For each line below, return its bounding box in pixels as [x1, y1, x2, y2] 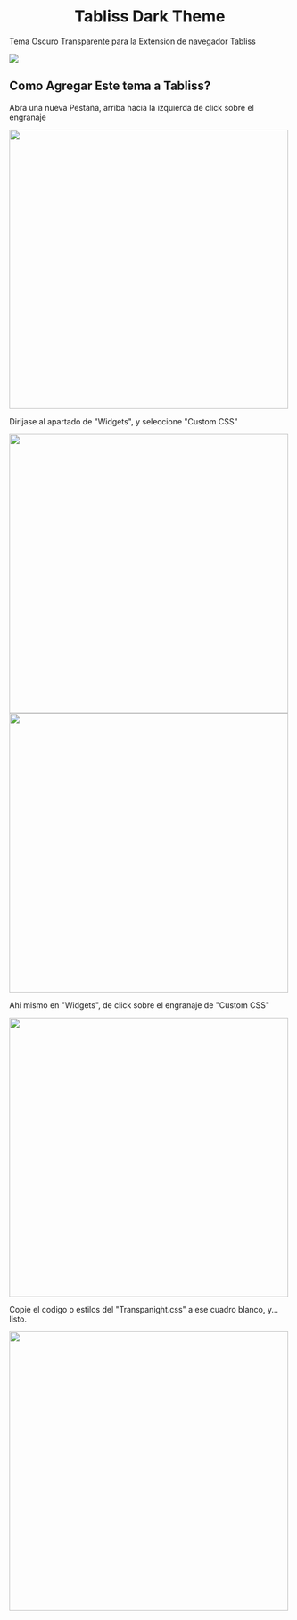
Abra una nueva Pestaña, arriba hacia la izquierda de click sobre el [9, 102, 254, 113]
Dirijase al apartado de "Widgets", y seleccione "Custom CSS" [9, 415, 238, 426]
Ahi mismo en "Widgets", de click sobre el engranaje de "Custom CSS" [9, 999, 270, 1011]
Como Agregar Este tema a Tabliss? [9, 79, 211, 94]
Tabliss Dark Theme [74, 6, 226, 27]
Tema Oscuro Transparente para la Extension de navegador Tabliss [9, 36, 256, 46]
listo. [9, 1314, 28, 1324]
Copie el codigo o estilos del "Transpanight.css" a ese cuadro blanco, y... [9, 1304, 279, 1314]
